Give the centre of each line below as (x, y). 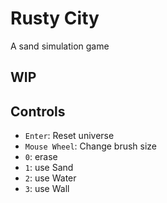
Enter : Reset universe (69, 136)
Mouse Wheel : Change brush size (91, 146)
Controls (38, 111)
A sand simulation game (60, 46)
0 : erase (41, 157)
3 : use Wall (47, 189)
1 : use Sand (49, 168)
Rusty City (55, 18)
